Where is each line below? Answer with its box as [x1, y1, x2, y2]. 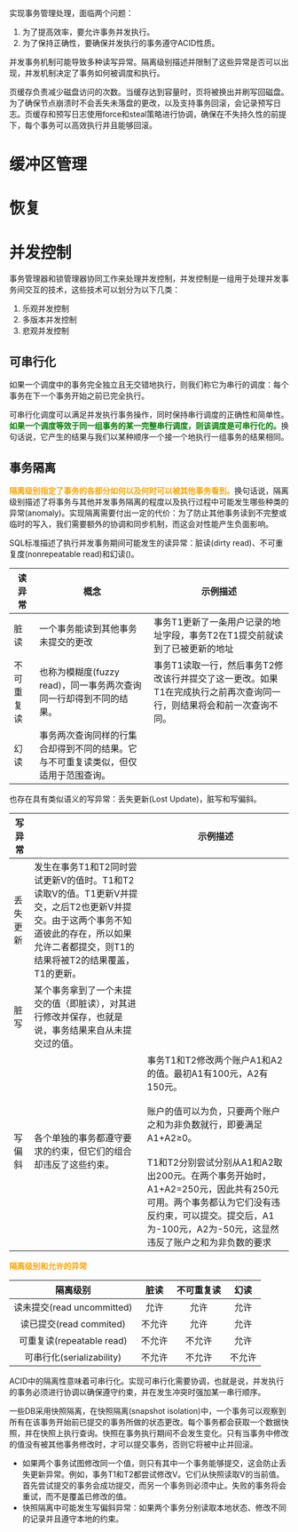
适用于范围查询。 [39, 769, 111, 781]
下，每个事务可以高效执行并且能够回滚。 [9, 120, 157, 131]
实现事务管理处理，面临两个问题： [9, 8, 134, 18]
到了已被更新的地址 [153, 642, 234, 655]
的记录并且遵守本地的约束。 [21, 1513, 124, 1524]
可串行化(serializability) [24, 1351, 122, 1363]
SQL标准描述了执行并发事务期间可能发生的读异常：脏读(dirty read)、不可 [9, 537, 276, 548]
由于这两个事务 [51, 914, 114, 926]
